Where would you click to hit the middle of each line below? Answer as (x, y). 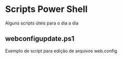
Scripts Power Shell (47, 9)
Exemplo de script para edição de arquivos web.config (61, 50)
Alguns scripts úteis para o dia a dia (42, 23)
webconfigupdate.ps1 (40, 39)
